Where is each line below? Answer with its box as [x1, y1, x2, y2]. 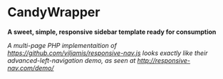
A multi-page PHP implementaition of [7, 41, 118, 49]
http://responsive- [137, 56, 191, 64]
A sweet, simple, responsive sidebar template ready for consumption [7, 28, 217, 36]
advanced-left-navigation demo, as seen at [7, 56, 136, 64]
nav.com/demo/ [7, 63, 55, 72]
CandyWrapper [7, 4, 100, 20]
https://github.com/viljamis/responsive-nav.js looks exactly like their [7, 49, 208, 57]
